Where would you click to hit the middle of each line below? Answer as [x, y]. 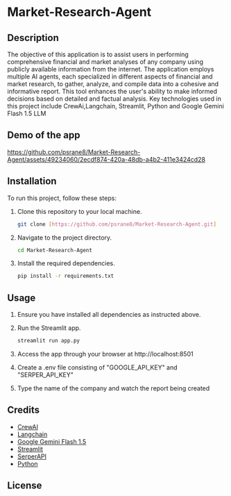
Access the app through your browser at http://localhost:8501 [105, 354]
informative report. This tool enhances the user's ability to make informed [112, 91]
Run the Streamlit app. [49, 328]
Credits [24, 410]
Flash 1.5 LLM [27, 113]
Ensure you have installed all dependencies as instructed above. [109, 315]
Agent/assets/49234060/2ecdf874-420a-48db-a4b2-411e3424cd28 [106, 159]
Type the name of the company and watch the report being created [113, 388]
